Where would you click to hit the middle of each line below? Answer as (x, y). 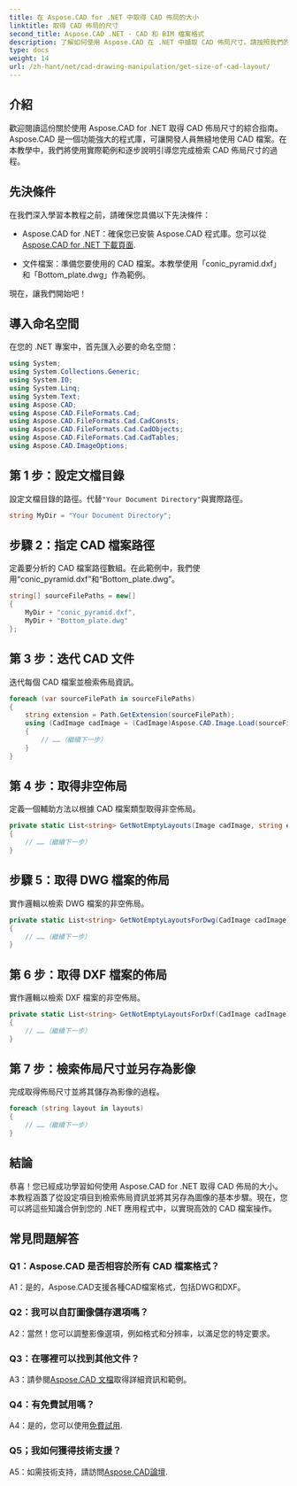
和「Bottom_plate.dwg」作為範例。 (86, 275)
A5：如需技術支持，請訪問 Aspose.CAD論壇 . (88, 1472)
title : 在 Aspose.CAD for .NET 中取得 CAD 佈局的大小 (104, 17)
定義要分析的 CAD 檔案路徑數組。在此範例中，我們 (101, 569)
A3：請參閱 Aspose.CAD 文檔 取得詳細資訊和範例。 (100, 1379)
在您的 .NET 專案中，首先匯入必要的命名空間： (94, 347)
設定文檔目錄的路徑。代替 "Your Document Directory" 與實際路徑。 (128, 499)
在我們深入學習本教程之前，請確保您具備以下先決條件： (110, 214)
